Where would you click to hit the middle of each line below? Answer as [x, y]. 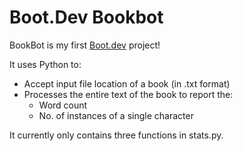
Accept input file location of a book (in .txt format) [127, 83]
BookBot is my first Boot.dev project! [85, 45]
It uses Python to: [45, 64]
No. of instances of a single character [116, 115]
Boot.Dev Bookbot [86, 17]
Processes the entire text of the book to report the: [128, 94]
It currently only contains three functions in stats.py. [116, 135]
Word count [63, 105]
